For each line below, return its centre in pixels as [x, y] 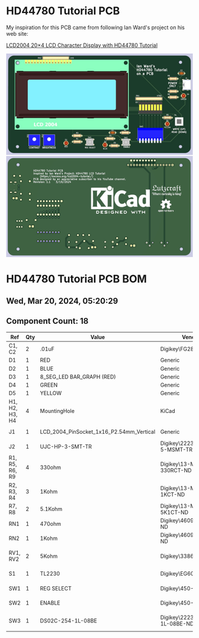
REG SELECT [56, 588]
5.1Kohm [51, 509]
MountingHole [57, 411]
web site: [17, 33]
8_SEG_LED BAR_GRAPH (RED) [78, 377]
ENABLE [50, 603]
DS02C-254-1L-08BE [69, 620]
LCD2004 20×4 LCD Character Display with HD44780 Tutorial [82, 45]
